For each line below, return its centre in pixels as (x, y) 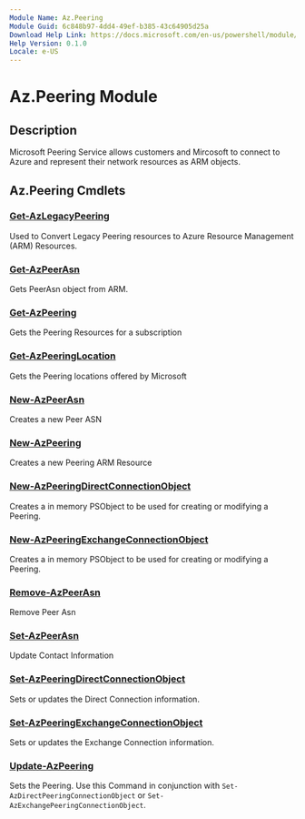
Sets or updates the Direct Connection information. (104, 699)
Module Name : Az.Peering (56, 18)
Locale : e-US (34, 52)
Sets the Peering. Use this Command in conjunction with (115, 786)
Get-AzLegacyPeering (60, 217)
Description (43, 130)
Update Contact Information (62, 655)
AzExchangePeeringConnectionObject (77, 806)
